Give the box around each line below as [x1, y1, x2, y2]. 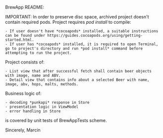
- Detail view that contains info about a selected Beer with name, [5, 77, 150, 82]
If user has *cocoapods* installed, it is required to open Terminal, [9, 42, 159, 47]
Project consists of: [5, 59, 45, 65]
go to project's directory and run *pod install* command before [5, 46, 143, 51]
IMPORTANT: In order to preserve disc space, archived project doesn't [5, 14, 150, 19]
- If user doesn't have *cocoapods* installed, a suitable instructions [5, 29, 159, 34]
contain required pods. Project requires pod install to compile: [5, 19, 131, 25]
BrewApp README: [5, 4, 45, 10]
